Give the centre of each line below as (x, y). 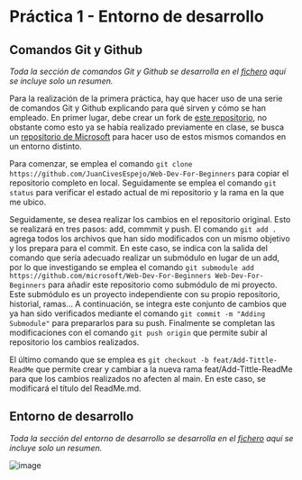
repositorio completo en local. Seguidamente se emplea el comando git (143, 183)
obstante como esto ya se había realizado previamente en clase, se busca (147, 127)
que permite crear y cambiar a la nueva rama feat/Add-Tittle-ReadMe (164, 369)
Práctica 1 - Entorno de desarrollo (137, 17)
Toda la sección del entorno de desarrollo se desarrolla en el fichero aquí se (151, 438)
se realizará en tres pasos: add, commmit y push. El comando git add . (143, 229)
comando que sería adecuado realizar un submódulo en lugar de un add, (145, 258)
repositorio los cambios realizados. (74, 342)
